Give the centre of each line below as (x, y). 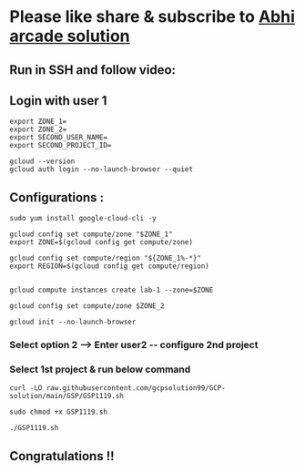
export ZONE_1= (38, 122)
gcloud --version (42, 161)
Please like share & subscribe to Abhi (152, 17)
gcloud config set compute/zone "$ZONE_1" (91, 234)
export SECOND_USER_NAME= (58, 138)
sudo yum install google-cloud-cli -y (83, 219)
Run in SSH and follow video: (92, 70)
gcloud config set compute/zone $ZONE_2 (87, 306)
